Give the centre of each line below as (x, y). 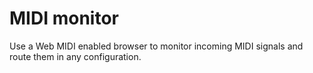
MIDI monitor (64, 18)
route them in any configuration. (75, 56)
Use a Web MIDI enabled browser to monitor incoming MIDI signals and (156, 46)
